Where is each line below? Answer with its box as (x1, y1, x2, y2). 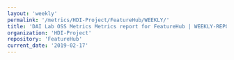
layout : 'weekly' (7, 10, 58, 17)
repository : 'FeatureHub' (7, 36, 82, 43)
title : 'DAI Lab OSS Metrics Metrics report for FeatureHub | (7, 23, 192, 30)
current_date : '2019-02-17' (7, 42, 89, 49)
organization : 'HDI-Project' (7, 29, 92, 37)
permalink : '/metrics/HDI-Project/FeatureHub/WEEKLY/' (7, 17, 170, 23)
